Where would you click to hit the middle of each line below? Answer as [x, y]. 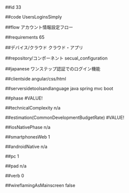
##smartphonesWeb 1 [28, 137]
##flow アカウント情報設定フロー [39, 27]
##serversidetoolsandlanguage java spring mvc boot [59, 88]
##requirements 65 [25, 37]
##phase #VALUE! [24, 98]
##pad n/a [16, 166]
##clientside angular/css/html [36, 79]
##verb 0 [15, 175]
